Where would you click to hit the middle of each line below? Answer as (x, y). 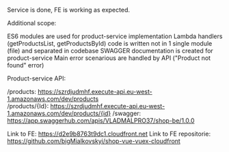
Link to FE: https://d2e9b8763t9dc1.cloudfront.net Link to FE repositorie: (109, 134)
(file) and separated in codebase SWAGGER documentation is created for (110, 51)
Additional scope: (32, 23)
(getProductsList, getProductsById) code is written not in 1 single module (110, 43)
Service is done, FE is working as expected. (68, 10)
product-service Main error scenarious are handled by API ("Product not (109, 58)
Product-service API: (37, 78)
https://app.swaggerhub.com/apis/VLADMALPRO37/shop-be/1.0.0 (101, 121)
